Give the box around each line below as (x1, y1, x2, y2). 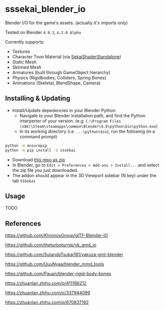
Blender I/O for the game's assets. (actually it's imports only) (5, 20, 128, 26)
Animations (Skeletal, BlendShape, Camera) (12, 80, 101, 86)
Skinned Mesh (12, 64, 42, 70)
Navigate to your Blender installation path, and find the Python (19, 113, 146, 118)
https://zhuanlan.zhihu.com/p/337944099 (5, 290, 90, 296)
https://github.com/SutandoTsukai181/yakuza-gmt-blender (5, 252, 124, 258)
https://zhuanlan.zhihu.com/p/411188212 (5, 280, 87, 286)
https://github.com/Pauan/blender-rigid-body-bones (5, 271, 111, 277)
